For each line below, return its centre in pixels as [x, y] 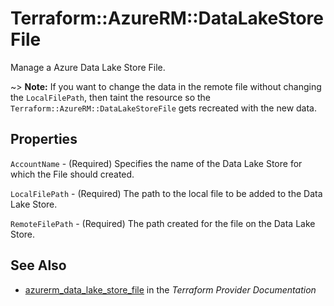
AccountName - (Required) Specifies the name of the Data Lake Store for [156, 163]
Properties [44, 139]
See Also [38, 265]
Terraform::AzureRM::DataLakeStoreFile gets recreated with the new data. [163, 108]
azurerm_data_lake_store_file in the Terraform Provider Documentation [170, 289]
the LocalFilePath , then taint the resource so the [111, 97]
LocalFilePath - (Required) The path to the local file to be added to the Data [166, 193]
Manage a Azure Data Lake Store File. [88, 67]
